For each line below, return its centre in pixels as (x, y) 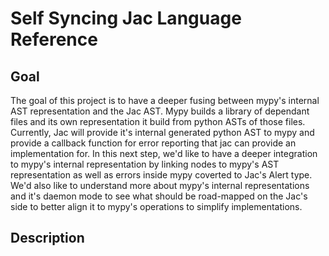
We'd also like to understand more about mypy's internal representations (160, 185)
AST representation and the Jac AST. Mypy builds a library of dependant (160, 111)
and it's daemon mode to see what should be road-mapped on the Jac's (159, 196)
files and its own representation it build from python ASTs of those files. (158, 121)
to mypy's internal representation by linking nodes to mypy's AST (145, 164)
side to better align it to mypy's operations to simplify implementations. (156, 206)
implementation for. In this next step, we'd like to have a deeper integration (164, 153)
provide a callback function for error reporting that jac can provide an (153, 143)
